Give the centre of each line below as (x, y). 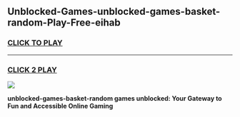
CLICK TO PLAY (35, 43)
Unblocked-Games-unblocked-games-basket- (114, 12)
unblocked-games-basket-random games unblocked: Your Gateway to (115, 98)
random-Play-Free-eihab (64, 23)
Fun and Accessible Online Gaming (60, 106)
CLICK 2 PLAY (32, 69)
